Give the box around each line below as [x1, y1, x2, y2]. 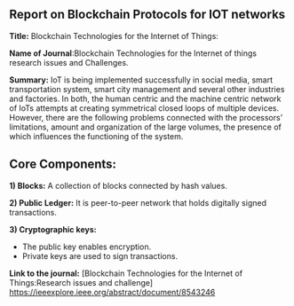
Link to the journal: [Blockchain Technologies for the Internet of [9, 268, 242, 279]
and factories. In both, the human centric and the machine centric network [9, 93, 282, 104]
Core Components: [9, 157, 117, 172]
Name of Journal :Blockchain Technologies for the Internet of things [9, 48, 258, 59]
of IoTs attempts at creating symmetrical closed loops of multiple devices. [9, 102, 280, 114]
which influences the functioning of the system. [9, 130, 184, 141]
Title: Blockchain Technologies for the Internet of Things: [9, 30, 219, 41]
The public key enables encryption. [21, 241, 152, 252]
